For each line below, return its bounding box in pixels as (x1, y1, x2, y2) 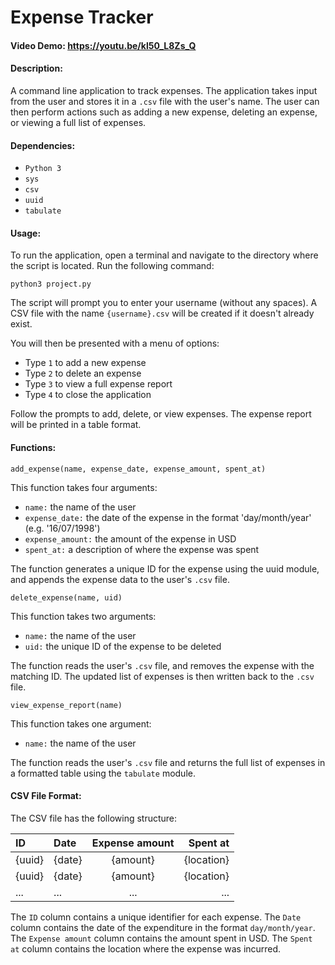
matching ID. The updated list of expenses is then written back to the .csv (10, 670, 315, 682)
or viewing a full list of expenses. (10, 116, 147, 128)
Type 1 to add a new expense (24, 357, 147, 369)
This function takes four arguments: (10, 481, 158, 493)
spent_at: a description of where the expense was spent (24, 543, 260, 555)
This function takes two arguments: (10, 610, 157, 622)
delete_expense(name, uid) (10, 592, 123, 603)
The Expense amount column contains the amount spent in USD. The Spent (10, 932, 313, 944)
